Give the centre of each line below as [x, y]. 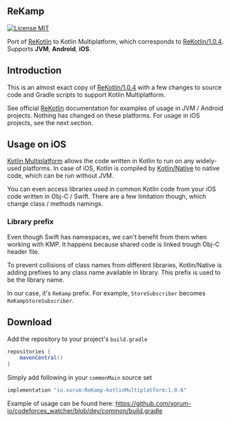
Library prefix [30, 222]
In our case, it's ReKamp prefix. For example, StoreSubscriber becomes [106, 293]
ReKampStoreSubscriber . [41, 300]
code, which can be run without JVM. [60, 176]
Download [29, 322]
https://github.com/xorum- [153, 403]
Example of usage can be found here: [60, 403]
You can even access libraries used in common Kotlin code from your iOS [112, 189]
